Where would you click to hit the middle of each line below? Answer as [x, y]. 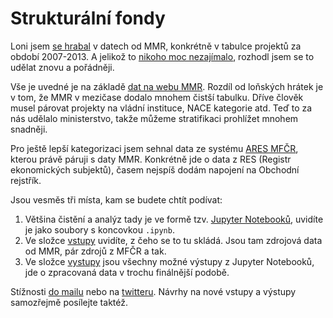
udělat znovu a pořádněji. [62, 67]
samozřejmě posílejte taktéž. [69, 302]
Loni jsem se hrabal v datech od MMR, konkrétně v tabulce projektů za [156, 46]
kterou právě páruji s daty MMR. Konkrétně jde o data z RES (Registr [151, 159]
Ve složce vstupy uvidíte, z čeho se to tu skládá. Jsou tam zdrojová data [173, 240]
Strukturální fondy [88, 18]
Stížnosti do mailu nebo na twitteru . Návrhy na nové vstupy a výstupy [153, 291]
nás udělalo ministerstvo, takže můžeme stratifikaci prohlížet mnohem [154, 118]
